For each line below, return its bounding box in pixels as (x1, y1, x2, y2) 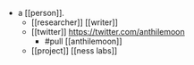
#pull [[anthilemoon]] (44, 36, 122, 46)
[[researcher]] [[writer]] (30, 17, 119, 28)
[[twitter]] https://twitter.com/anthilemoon (30, 27, 185, 37)
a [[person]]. (17, 8, 65, 18)
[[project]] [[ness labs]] (30, 45, 118, 56)
